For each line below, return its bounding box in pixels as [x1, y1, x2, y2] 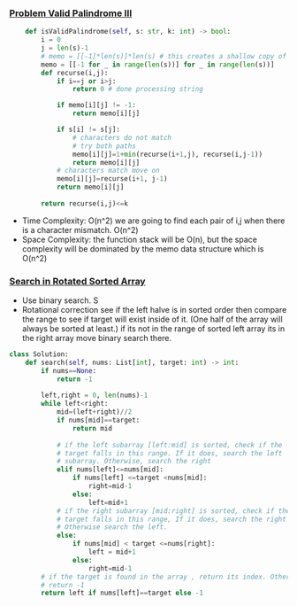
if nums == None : [41, 366, 97, 375]
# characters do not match [72, 133, 172, 142]
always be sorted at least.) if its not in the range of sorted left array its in [21, 323, 286, 334]
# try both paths [72, 141, 137, 151]
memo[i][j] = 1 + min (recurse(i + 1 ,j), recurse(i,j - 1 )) [72, 150, 263, 159]
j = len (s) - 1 [41, 43, 89, 53]
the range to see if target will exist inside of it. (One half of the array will [21, 314, 283, 325]
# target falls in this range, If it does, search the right [56, 515, 287, 524]
